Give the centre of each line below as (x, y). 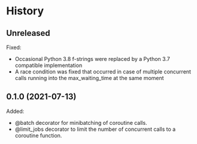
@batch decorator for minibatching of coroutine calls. (81, 122)
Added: (15, 111)
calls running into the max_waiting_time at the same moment (89, 78)
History (25, 11)
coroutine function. (38, 135)
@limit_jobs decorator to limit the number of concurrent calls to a (95, 129)
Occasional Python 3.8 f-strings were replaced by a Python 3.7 (93, 59)
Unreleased (28, 33)
